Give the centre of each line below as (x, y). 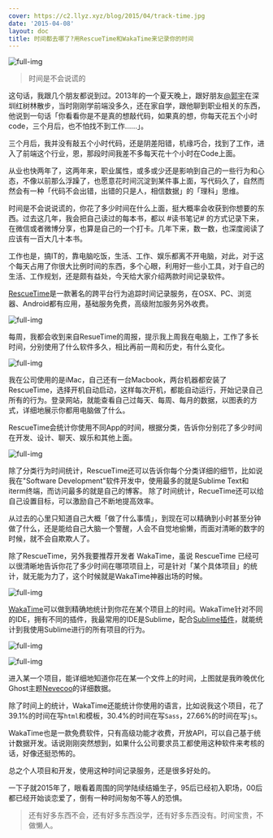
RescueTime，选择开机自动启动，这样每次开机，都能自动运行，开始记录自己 (136, 390)
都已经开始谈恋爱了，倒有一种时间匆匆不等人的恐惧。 (97, 798)
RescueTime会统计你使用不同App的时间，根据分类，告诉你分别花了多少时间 (135, 428)
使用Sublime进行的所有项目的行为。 (90, 629)
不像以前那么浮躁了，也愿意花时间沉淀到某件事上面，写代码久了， (133, 181)
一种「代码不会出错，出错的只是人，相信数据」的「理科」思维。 (136, 191)
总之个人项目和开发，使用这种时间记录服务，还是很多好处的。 (112, 771)
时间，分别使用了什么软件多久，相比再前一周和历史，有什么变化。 (119, 347)
